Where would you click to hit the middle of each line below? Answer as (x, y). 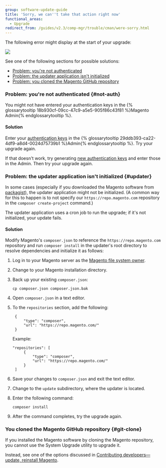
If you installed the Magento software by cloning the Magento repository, (80, 440)
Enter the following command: (43, 398)
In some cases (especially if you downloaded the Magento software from (80, 187)
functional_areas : (24, 19)
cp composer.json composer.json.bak (50, 289)
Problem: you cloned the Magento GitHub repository (66, 81)
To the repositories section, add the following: (60, 308)
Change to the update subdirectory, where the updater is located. (79, 389)
